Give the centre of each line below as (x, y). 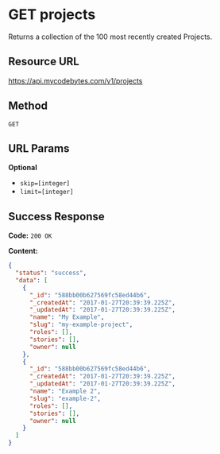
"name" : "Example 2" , (65, 391)
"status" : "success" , (51, 273)
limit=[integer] (46, 192)
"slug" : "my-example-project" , (81, 325)
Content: (23, 251)
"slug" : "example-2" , (65, 398)
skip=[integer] (45, 184)
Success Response (56, 216)
